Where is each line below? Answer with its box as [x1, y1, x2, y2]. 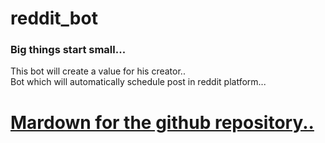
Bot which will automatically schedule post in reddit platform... [10, 76, 267, 88]
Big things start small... [10, 43, 127, 57]
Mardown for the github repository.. [10, 111, 315, 134]
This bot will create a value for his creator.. [10, 65, 186, 77]
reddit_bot [10, 7, 98, 30]
